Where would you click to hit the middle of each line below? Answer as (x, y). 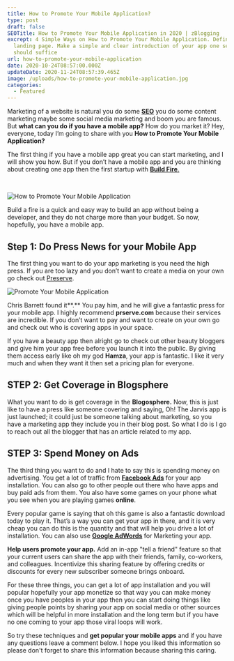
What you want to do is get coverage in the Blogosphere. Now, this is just (113, 402)
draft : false (26, 26)
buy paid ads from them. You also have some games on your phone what (112, 492)
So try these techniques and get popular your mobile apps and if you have (115, 635)
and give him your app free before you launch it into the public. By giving (111, 348)
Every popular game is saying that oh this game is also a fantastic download (116, 513)
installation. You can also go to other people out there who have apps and (113, 485)
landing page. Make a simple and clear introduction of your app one (116, 46)
